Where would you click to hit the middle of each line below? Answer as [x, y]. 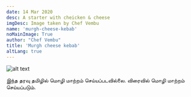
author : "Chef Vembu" [34, 40]
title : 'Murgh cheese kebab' [43, 46]
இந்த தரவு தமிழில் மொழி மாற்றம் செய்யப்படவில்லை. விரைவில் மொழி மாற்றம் [95, 80]
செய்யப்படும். [21, 87]
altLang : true [24, 52]
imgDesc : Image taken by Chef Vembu [53, 23]
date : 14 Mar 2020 [30, 12]
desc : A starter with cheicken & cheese [58, 18]
